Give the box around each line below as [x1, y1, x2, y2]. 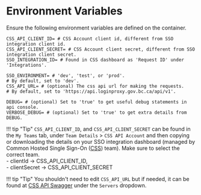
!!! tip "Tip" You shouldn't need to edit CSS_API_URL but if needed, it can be [6, 175, 190, 182]
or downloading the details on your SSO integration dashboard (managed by [6, 138, 196, 145]
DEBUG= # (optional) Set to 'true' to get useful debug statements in [6, 99, 187, 105]
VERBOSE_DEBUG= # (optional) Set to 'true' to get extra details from [6, 110, 187, 116]
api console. [6, 104, 39, 110]
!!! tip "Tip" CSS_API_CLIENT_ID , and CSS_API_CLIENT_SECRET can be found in [6, 125, 191, 132]
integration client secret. [6, 51, 77, 58]
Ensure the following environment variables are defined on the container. [6, 24, 187, 31]
